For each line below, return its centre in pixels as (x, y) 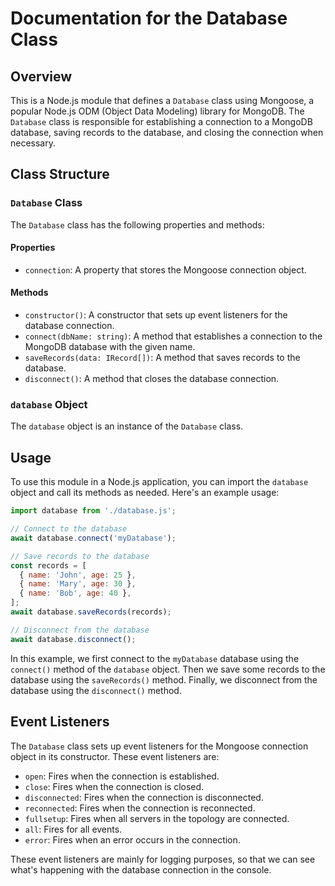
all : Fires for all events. (73, 829)
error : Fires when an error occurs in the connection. (132, 839)
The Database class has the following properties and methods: (137, 224)
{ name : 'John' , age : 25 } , (78, 575)
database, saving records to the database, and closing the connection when (167, 132)
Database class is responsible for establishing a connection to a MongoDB (161, 121)
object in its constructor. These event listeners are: (115, 756)
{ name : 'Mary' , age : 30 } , (78, 584)
